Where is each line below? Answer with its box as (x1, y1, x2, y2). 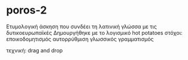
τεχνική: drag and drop (6, 46, 63, 54)
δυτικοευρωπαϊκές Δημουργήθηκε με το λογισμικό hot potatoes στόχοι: (6, 29, 183, 36)
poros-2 (6, 4, 47, 17)
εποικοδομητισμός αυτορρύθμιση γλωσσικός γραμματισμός (6, 35, 154, 42)
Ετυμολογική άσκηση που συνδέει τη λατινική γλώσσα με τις (6, 23, 157, 30)
